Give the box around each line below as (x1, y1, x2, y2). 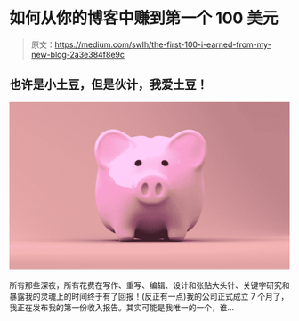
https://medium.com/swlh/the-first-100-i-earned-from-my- (54, 39, 271, 50)
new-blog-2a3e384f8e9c (30, 49, 125, 60)
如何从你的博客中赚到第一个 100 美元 (9, 8, 279, 28)
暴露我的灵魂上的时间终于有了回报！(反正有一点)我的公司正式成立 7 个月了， (9, 291, 289, 301)
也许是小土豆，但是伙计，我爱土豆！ (9, 77, 208, 92)
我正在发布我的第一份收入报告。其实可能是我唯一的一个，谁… (9, 301, 235, 312)
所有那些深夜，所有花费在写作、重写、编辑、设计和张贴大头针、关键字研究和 (9, 279, 290, 290)
